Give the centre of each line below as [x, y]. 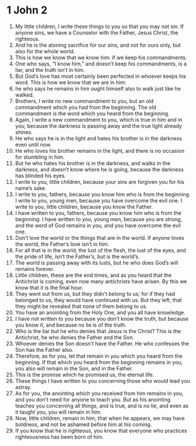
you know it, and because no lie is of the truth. [71, 325]
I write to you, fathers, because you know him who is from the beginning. [103, 194]
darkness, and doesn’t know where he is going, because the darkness [99, 169]
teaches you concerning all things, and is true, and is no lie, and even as [102, 406]
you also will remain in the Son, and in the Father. [74, 368]
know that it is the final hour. [49, 287]
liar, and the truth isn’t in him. [50, 70]
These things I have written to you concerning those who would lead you [102, 380]
